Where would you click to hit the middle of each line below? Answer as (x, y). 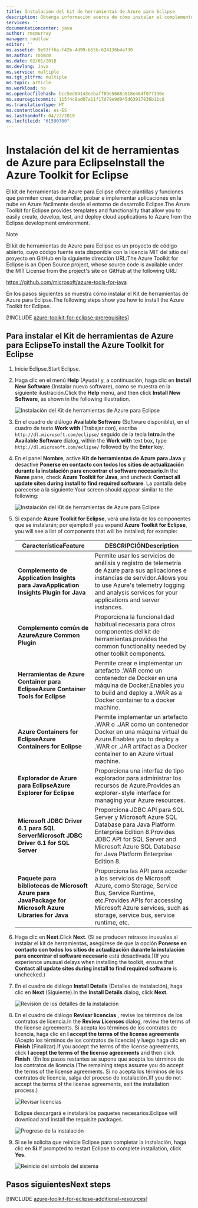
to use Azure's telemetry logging (140, 585)
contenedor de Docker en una (136, 678)
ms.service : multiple (33, 72)
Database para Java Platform (135, 824)
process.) (26, 1090)
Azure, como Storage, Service (136, 886)
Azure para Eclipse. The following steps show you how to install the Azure (95, 300)
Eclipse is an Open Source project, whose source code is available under (95, 265)
